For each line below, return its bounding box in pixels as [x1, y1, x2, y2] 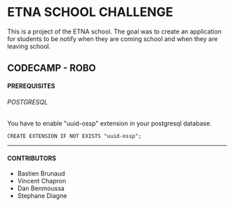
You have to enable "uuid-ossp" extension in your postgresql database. [7, 119, 212, 128]
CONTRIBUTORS [7, 154, 56, 162]
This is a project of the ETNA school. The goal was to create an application [7, 27, 221, 36]
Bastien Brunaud [17, 169, 65, 178]
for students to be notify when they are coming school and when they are [7, 34, 218, 43]
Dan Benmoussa [17, 184, 65, 192]
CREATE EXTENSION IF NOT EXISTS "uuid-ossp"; [7, 133, 141, 140]
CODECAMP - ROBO [7, 62, 96, 74]
